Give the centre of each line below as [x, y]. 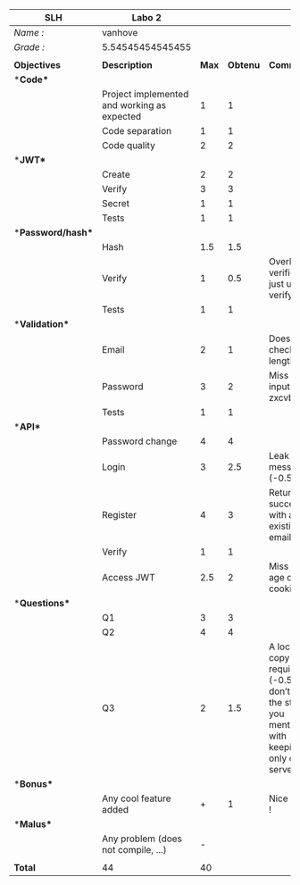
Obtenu [244, 65]
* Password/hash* [54, 233]
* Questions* [42, 603]
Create [116, 175]
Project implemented [145, 94]
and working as [134, 105]
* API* [27, 426]
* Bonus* [33, 784]
